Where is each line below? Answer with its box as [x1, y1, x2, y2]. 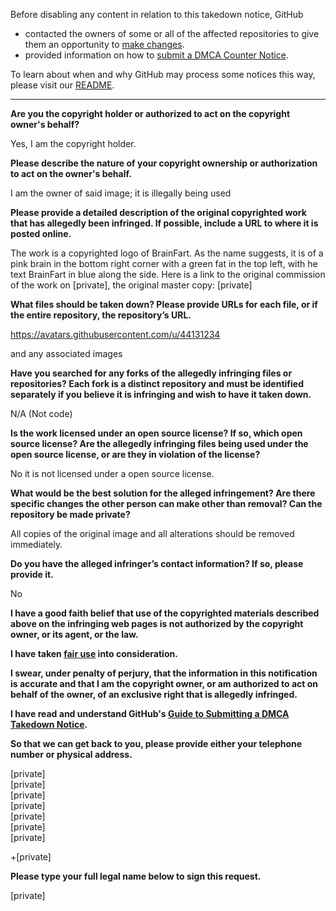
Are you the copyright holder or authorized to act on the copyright [10, 108, 291, 119]
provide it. [10, 569, 54, 580]
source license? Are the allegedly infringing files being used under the [10, 438, 309, 449]
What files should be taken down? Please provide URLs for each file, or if [10, 299, 318, 310]
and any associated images [10, 348, 123, 359]
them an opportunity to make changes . [24, 39, 185, 50]
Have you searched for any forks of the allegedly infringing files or [10, 367, 293, 379]
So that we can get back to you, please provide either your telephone [10, 738, 303, 749]
